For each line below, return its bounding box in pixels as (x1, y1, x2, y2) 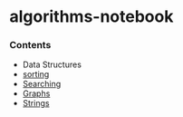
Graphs (22, 88, 51, 99)
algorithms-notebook (9, 6, 174, 27)
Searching (22, 79, 62, 90)
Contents (9, 39, 52, 52)
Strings (22, 98, 50, 109)
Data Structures (22, 59, 82, 70)
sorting (22, 69, 50, 80)
